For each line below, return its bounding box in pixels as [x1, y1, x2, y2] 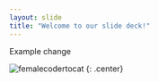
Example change [9, 45, 72, 56]
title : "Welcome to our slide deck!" [9, 21, 151, 30]
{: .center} [85, 63, 124, 74]
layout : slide [9, 12, 63, 22]
